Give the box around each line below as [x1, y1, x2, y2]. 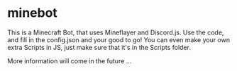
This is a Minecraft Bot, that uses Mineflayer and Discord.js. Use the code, [7, 28, 224, 37]
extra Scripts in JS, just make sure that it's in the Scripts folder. [7, 43, 192, 51]
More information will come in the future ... [7, 56, 132, 65]
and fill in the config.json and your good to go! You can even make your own [7, 35, 231, 44]
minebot [7, 5, 58, 21]
